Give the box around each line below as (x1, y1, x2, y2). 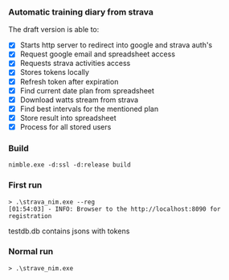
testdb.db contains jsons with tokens (8, 226, 130, 236)
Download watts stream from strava (19, 95, 139, 105)
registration (8, 212, 52, 220)
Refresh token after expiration (19, 76, 119, 86)
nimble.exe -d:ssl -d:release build (8, 161, 131, 169)
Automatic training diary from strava (8, 6, 154, 18)
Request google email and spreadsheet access (19, 49, 175, 59)
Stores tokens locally (19, 68, 90, 77)
